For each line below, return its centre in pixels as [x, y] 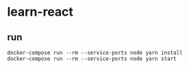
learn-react [40, 12]
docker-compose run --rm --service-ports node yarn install [95, 53]
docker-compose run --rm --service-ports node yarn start [92, 59]
